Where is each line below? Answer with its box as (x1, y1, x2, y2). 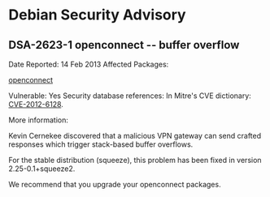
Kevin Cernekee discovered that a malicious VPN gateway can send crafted (8, 131, 262, 140)
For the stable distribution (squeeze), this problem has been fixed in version (8, 156, 262, 165)
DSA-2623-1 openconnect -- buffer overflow (8, 38, 240, 52)
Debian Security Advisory (8, 6, 186, 24)
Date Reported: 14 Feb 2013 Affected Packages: (8, 59, 169, 69)
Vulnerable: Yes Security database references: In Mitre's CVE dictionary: (8, 91, 252, 101)
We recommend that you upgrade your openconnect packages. (8, 180, 221, 189)
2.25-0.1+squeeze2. (8, 164, 76, 173)
